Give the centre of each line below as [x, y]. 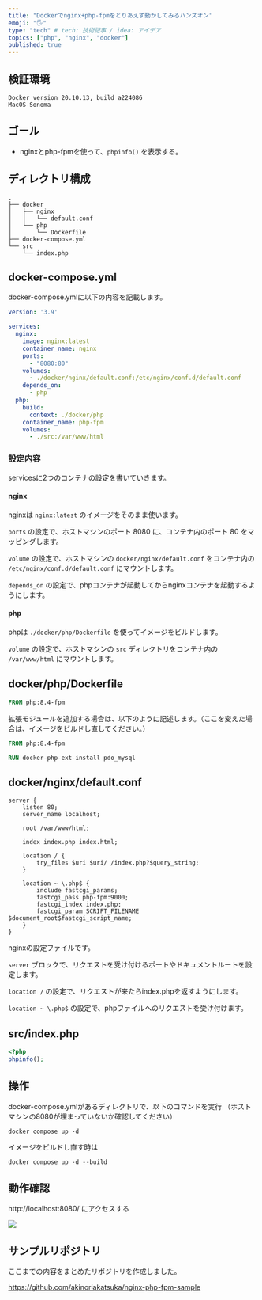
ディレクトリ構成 [49, 179]
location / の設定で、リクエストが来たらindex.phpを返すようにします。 [125, 991]
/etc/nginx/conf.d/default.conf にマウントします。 [93, 568]
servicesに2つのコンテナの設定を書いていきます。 [90, 477]
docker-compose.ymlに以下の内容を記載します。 [88, 297]
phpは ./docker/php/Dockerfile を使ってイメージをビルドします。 [115, 632]
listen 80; [40, 808]
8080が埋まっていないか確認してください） [106, 1116]
